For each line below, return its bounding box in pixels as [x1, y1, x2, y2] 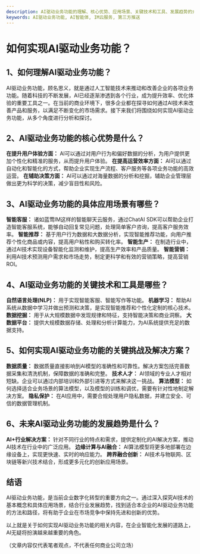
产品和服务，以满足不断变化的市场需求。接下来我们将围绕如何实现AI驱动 [11, 107, 189, 114]
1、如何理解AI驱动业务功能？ [6, 67, 112, 77]
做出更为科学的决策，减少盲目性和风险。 [6, 180, 105, 187]
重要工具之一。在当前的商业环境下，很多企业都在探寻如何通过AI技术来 [16, 99, 189, 106]
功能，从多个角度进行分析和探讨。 [11, 114, 95, 121]
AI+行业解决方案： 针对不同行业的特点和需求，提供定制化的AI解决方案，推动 [6, 435, 194, 443]
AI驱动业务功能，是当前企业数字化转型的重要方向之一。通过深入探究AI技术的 [6, 494, 193, 501]
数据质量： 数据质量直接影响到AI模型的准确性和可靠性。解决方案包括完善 [6, 362, 185, 369]
